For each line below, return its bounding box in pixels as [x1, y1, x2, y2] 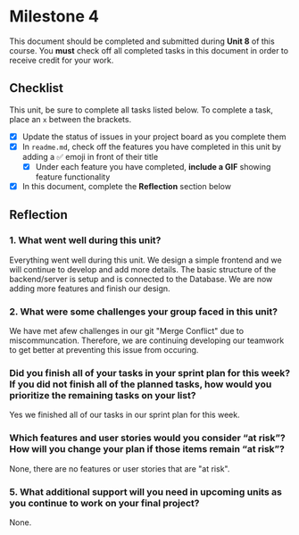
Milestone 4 [9, 6, 100, 27]
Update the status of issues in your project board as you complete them [21, 131, 287, 142]
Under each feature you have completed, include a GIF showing [35, 161, 271, 171]
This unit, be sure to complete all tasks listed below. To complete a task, [9, 104, 274, 115]
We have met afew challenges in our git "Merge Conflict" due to [9, 325, 244, 336]
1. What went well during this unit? [9, 234, 162, 247]
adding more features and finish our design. [9, 283, 171, 294]
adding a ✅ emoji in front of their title [21, 151, 159, 162]
